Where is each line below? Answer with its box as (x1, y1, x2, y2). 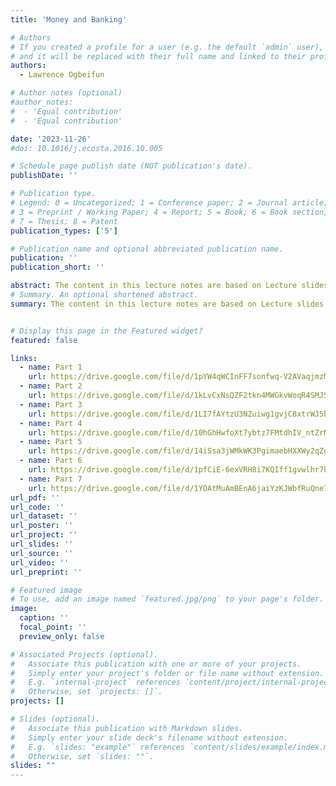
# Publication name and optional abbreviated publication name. (10, 244, 284, 254)
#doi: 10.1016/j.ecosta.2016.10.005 (10, 143, 163, 153)
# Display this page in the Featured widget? (10, 326, 203, 336)
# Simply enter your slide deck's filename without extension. (10, 732, 288, 743)
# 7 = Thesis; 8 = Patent (10, 216, 118, 226)
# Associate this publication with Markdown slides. (10, 723, 244, 733)
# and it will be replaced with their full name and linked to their (10, 51, 307, 61)
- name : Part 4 (19, 418, 83, 428)
